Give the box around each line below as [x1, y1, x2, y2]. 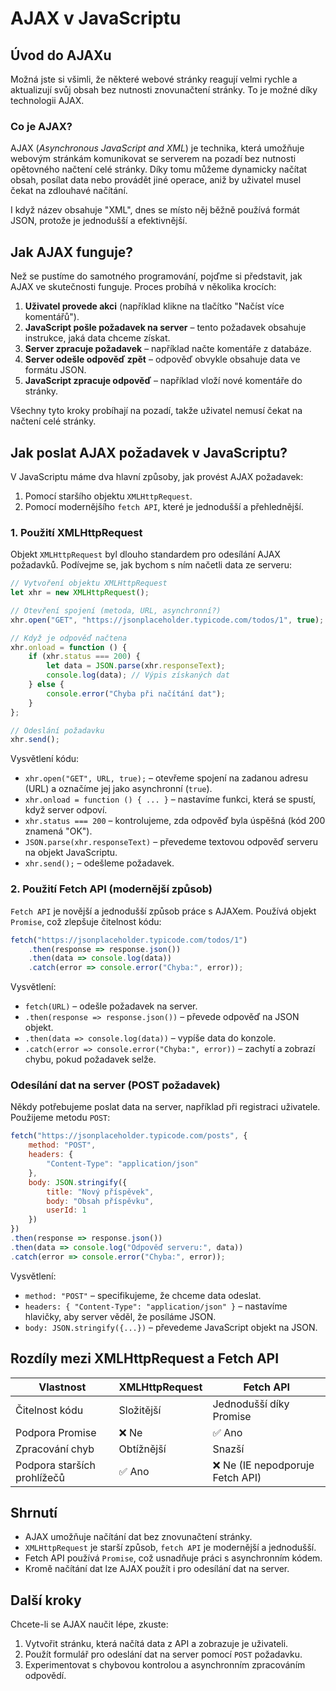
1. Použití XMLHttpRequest [10, 525, 143, 539]
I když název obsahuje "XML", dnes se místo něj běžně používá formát [10, 204, 300, 216]
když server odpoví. [24, 804, 108, 816]
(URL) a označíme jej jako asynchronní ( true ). [24, 783, 213, 795]
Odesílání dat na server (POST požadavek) [10, 1078, 221, 1092]
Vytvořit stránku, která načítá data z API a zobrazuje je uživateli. [24, 1638, 289, 1650]
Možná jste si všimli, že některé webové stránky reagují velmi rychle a [10, 73, 298, 85]
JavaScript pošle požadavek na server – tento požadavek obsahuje [24, 322, 307, 334]
